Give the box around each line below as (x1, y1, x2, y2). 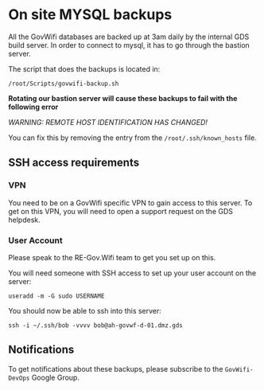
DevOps (8, 374, 30, 382)
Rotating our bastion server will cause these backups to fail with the (8, 93, 238, 103)
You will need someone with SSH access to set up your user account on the (8, 268, 257, 278)
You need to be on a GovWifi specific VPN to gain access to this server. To (8, 197, 253, 208)
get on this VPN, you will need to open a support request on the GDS (8, 206, 233, 216)
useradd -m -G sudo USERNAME (8, 292, 105, 300)
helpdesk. (8, 215, 41, 224)
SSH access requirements (8, 156, 140, 170)
